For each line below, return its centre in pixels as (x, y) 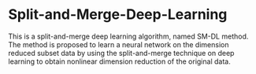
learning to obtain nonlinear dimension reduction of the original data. (119, 61)
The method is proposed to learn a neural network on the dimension (119, 44)
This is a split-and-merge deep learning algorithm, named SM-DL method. (128, 36)
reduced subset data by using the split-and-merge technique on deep (121, 53)
